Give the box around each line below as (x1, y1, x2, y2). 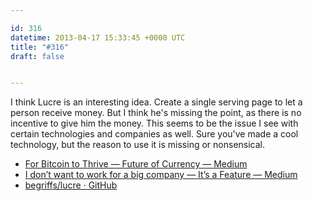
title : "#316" (10, 42, 70, 52)
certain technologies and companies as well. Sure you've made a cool (10, 128, 299, 140)
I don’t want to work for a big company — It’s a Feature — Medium (24, 169, 298, 181)
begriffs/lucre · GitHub (24, 179, 118, 191)
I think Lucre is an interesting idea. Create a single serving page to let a (10, 96, 303, 108)
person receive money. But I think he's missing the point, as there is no (10, 107, 302, 119)
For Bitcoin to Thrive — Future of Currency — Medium (24, 158, 248, 170)
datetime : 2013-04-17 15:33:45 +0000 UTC (10, 32, 186, 43)
